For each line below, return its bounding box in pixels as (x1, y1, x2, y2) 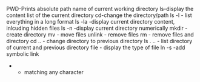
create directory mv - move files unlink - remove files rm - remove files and (6, 31, 194, 38)
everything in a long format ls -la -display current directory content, (6, 18, 175, 25)
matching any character (24, 69, 84, 75)
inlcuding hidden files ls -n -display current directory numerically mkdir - (6, 24, 188, 32)
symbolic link (6, 50, 39, 57)
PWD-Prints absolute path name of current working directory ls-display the (6, 5, 194, 12)
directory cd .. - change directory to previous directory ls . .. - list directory (6, 38, 193, 44)
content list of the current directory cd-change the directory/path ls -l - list (6, 12, 192, 19)
